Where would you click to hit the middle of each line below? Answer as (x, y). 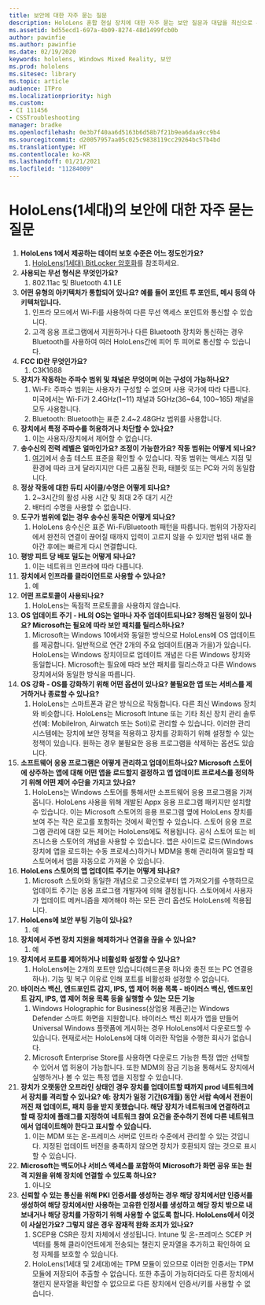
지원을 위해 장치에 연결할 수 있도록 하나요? (92, 1175)
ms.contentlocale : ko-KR (50, 154)
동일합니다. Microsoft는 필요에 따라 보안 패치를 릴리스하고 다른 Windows (144, 664)
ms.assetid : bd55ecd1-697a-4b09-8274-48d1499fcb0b (94, 30)
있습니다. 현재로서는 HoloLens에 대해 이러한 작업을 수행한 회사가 (131, 1038)
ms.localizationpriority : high (60, 96)
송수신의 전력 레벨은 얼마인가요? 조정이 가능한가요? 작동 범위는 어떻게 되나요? (138, 448)
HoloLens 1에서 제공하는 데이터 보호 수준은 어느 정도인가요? (112, 253)
